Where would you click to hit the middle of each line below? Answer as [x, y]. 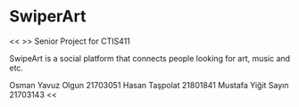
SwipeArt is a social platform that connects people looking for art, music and [150, 58]
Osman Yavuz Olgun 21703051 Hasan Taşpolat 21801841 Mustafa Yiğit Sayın [149, 85]
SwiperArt [48, 16]
